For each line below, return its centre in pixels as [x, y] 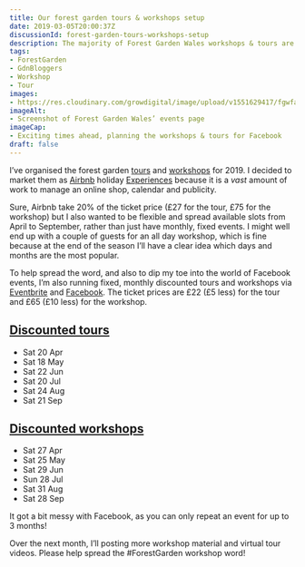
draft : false [34, 144]
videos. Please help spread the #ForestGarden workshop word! [128, 553]
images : [24, 93]
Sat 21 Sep [43, 400]
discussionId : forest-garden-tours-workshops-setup [109, 34]
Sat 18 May [43, 362]
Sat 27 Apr [43, 451]
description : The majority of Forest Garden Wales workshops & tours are [152, 43]
